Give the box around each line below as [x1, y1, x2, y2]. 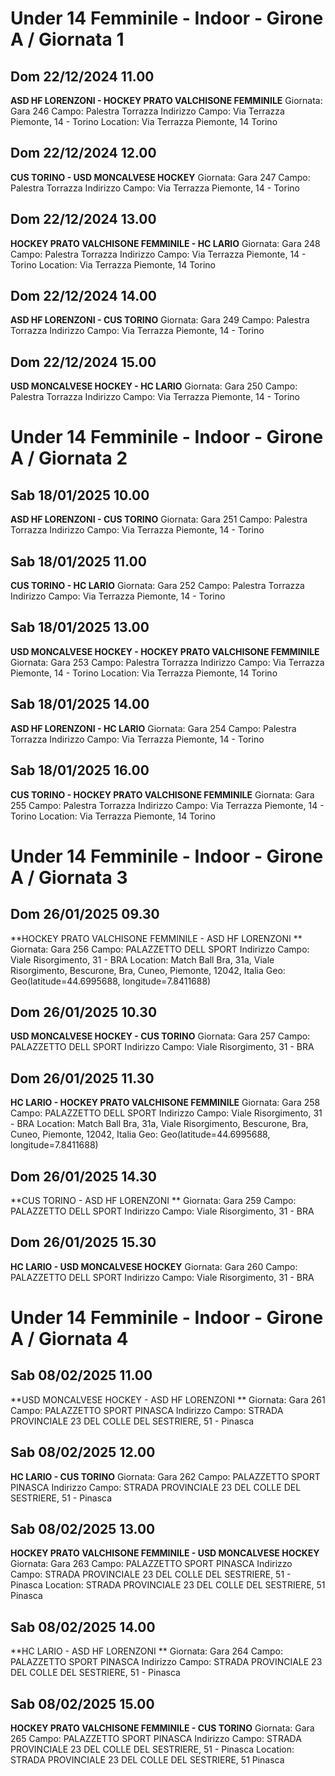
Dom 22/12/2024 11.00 [10, 68, 155, 85]
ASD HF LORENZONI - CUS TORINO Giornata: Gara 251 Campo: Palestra [10, 513, 308, 526]
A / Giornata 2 [10, 447, 128, 470]
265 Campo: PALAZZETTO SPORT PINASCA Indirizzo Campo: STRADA [10, 1733, 302, 1744]
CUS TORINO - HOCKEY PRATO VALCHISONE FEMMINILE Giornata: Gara [10, 788, 315, 801]
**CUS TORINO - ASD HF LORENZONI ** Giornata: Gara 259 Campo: [10, 1194, 297, 1206]
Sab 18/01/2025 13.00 [10, 619, 150, 636]
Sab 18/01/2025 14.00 [10, 696, 150, 713]
